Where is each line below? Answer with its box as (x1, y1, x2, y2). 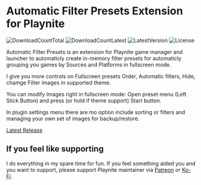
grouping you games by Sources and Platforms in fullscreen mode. (6, 61, 172, 68)
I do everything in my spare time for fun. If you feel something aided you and (6, 160, 196, 167)
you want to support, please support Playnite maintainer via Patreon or (6, 166, 181, 173)
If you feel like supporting (6, 144, 104, 154)
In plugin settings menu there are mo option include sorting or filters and (6, 108, 185, 116)
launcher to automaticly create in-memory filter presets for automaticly (6, 54, 182, 62)
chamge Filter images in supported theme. (6, 79, 111, 86)
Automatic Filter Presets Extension (6, 4, 183, 18)
